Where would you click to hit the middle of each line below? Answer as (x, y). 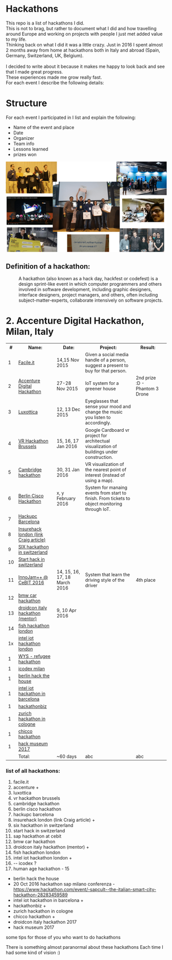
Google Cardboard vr (107, 430)
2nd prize (146, 378)
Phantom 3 (147, 389)
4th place (146, 580)
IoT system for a (102, 383)
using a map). (99, 480)
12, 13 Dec (68, 409)
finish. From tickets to (108, 499)
